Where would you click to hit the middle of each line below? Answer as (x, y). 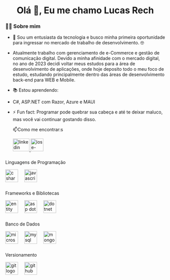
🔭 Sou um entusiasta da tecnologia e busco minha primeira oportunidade (89, 37)
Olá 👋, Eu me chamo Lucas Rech (85, 10)
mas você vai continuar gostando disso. (54, 120)
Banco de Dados (23, 224)
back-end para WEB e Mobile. (44, 80)
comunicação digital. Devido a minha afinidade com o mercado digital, (86, 59)
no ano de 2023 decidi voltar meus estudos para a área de (74, 64)
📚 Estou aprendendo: (36, 90)
